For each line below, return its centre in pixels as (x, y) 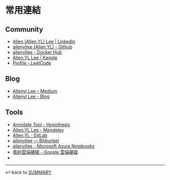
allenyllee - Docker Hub (37, 52)
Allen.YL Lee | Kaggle (35, 58)
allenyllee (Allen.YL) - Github (42, 47)
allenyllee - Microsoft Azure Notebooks (53, 146)
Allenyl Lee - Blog (31, 96)
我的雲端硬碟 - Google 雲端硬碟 (45, 152)
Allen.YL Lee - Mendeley (38, 130)
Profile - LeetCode (32, 63)
